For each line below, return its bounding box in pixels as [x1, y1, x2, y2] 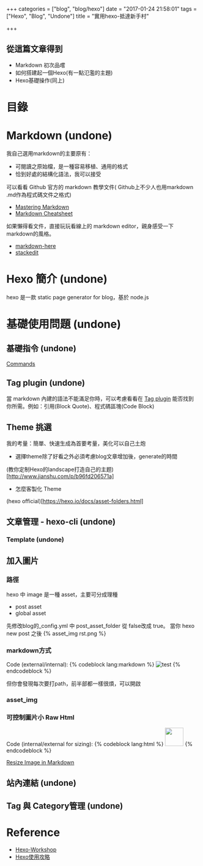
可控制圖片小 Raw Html [6, 713, 75, 722]
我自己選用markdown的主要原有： [6, 149, 92, 157]
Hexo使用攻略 [15, 853, 50, 860]
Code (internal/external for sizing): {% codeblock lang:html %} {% [6, 741, 193, 748]
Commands [6, 360, 35, 367]
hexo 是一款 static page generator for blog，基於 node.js [6, 293, 149, 300]
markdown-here [15, 242, 56, 250]
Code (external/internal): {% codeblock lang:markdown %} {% [6, 660, 181, 668]
